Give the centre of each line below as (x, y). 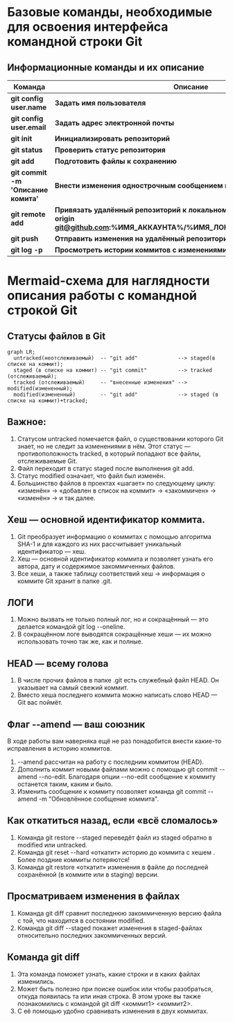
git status (27, 150)
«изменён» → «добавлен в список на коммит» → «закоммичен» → (116, 490)
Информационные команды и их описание (106, 67)
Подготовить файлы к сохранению (115, 161)
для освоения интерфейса (88, 27)
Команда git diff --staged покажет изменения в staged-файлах (110, 928)
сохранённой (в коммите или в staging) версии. (88, 875)
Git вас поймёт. (40, 703)
